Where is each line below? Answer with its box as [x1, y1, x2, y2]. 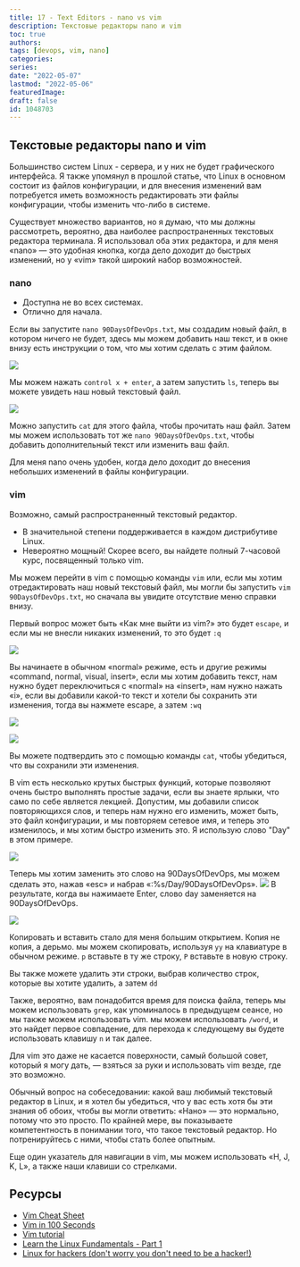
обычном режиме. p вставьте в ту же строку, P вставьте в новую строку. [9, 951, 288, 961]
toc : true [9, 29, 46, 38]
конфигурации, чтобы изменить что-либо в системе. [9, 199, 211, 210]
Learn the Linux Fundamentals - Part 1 [21, 1238, 162, 1249]
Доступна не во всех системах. [21, 297, 144, 308]
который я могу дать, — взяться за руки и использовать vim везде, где [9, 1060, 281, 1070]
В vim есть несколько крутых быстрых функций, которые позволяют [9, 776, 271, 787]
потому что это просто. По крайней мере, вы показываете [9, 1114, 234, 1126]
